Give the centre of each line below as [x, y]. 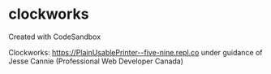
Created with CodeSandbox [55, 37]
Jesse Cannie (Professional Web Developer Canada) [96, 61]
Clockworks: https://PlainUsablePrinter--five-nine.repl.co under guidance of [135, 52]
